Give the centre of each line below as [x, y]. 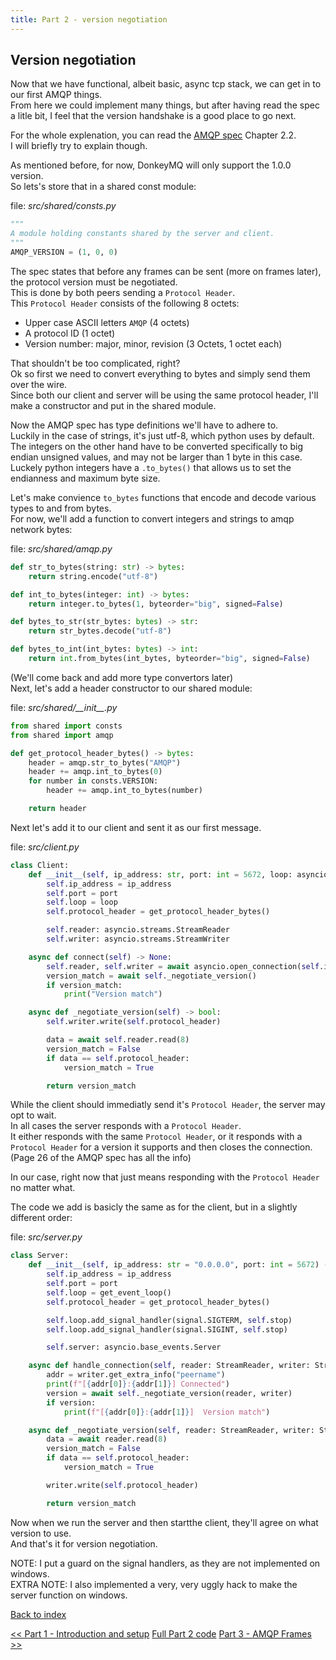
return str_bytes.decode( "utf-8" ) [100, 631]
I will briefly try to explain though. [79, 146]
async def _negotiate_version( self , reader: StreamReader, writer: [171, 1430]
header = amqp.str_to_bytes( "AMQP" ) [105, 762]
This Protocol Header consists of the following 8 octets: [125, 303]
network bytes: [41, 529]
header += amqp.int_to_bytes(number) [124, 791]
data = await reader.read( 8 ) [107, 1439]
